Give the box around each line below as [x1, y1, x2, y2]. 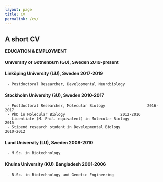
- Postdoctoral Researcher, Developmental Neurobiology [7, 81, 125, 87]
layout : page [5, 7, 32, 12]
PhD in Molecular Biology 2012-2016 [11, 112, 141, 117]
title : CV [5, 12, 26, 17]
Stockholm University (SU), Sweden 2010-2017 [5, 92, 104, 98]
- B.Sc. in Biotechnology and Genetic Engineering [7, 172, 114, 177]
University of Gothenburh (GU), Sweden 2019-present [5, 59, 119, 65]
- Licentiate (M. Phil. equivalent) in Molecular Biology [7, 116, 130, 121]
